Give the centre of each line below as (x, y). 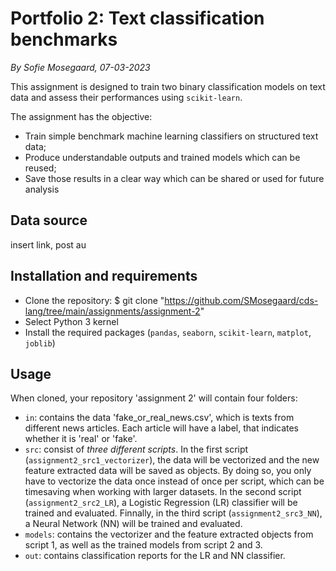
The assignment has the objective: (81, 116)
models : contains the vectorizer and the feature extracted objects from (169, 534)
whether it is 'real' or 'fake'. (81, 439)
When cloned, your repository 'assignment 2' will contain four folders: (154, 398)
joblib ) (40, 343)
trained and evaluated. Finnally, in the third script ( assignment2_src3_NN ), (173, 513)
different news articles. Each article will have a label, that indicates (162, 428)
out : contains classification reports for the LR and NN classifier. (155, 556)
